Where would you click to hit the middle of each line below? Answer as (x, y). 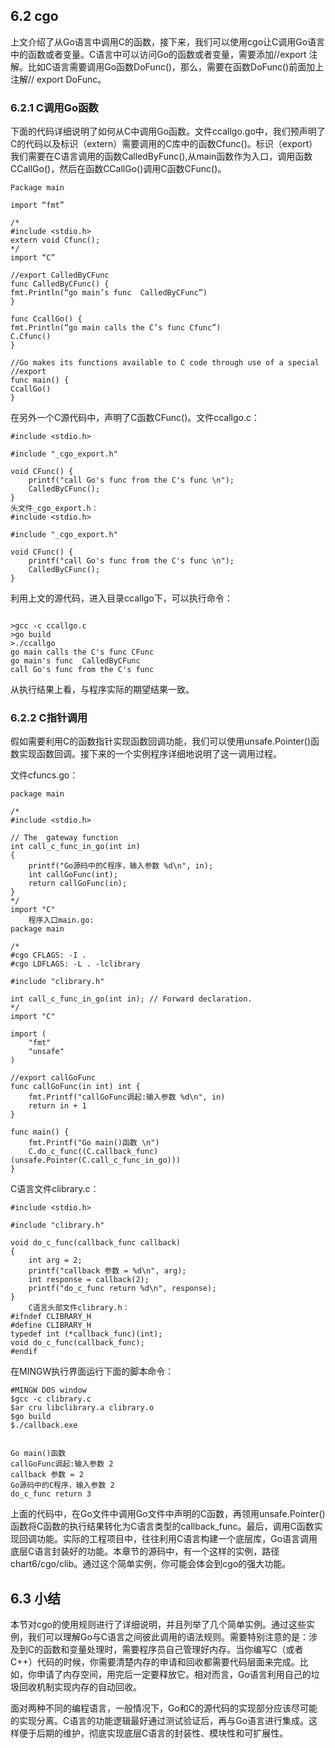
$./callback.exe (44, 1425)
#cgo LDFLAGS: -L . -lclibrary (75, 964)
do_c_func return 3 (51, 1494)
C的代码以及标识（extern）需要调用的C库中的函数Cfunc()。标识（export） (164, 144)
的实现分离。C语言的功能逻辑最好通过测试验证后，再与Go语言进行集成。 (160, 1721)
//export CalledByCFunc (60, 275)
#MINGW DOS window (48, 1390)
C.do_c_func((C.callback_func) (93, 1152)
